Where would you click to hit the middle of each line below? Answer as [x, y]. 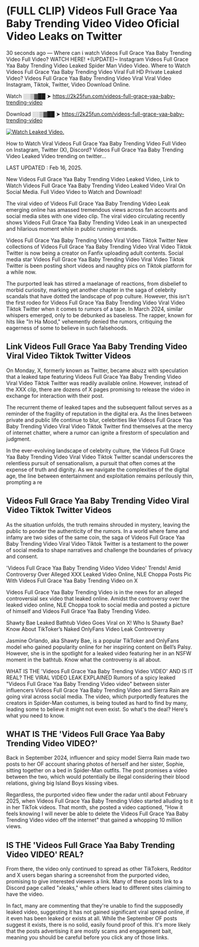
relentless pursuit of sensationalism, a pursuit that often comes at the [91, 463]
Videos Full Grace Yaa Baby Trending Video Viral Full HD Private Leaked [94, 72]
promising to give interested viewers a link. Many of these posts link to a [94, 881]
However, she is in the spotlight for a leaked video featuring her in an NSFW [99, 653]
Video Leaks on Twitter [64, 36]
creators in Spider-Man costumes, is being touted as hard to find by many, [97, 702]
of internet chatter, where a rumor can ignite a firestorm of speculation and [98, 432]
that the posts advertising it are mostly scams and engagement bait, [89, 931]
